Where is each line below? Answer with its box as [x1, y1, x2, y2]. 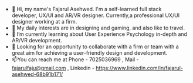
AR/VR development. [11, 37, 63, 44]
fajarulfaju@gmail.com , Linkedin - [11, 65, 95, 71]
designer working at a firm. [11, 18, 77, 25]
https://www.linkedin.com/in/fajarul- [96, 65, 184, 71]
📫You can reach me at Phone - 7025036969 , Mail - [11, 56, 139, 63]
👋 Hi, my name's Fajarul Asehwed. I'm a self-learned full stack [11, 6, 162, 12]
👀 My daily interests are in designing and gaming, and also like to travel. [11, 24, 185, 31]
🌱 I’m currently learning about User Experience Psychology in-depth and [11, 31, 188, 38]
